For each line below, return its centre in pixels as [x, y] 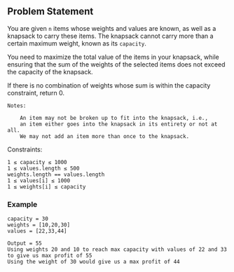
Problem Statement [50, 12]
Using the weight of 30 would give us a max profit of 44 [94, 262]
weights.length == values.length [56, 175]
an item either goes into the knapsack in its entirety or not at [119, 124]
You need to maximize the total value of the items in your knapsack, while [113, 57]
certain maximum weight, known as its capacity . [77, 43]
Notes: [17, 106]
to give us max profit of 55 [50, 256]
